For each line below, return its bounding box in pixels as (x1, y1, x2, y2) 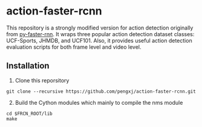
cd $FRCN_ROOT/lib (6, 110, 53, 117)
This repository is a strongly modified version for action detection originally (6, 24, 194, 31)
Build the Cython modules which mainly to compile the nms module (15, 99, 183, 106)
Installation (6, 61, 50, 71)
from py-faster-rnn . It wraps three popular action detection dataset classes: (6, 30, 195, 37)
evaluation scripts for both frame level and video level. (6, 43, 142, 51)
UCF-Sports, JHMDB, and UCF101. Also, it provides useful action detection (6, 37, 192, 44)
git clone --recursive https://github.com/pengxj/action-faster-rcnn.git (6, 88, 197, 94)
